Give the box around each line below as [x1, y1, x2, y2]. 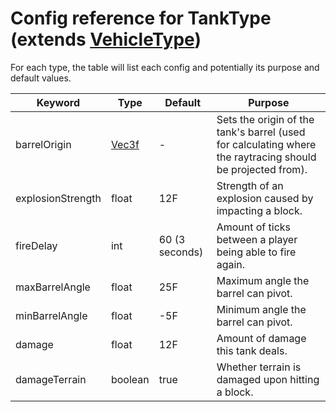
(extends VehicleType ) [10, 28, 202, 51]
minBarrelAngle [15, 308, 88, 322]
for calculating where [216, 137, 317, 151]
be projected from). [216, 162, 308, 176]
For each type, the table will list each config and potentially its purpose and [10, 61, 320, 73]
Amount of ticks [216, 220, 292, 234]
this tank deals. [216, 343, 288, 357]
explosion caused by [216, 191, 314, 205]
